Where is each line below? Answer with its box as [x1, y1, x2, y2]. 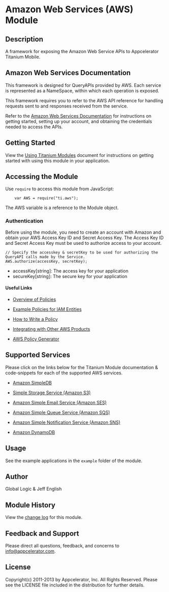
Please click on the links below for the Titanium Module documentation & [5, 364, 158, 370]
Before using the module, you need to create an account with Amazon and [5, 229, 161, 235]
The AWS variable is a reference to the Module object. [5, 204, 119, 211]
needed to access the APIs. [5, 124, 63, 130]
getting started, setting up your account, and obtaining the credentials [5, 118, 152, 124]
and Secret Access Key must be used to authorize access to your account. [5, 240, 162, 246]
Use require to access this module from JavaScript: [5, 186, 115, 192]
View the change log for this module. [5, 514, 82, 520]
